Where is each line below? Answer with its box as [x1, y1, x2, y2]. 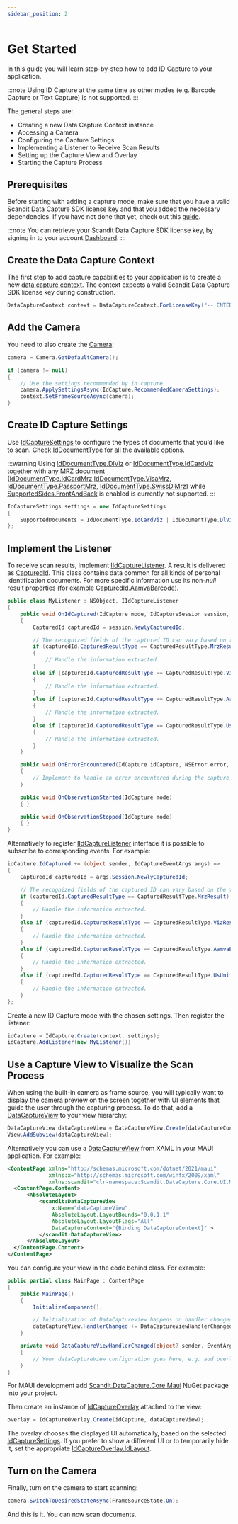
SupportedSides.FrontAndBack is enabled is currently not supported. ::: [7, 489, 216, 498]
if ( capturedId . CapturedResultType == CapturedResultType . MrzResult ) [20, 893, 230, 900]
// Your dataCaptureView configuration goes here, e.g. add [33, 1355, 214, 1363]
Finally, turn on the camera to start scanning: [7, 1484, 138, 1492]
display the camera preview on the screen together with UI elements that [7, 1096, 220, 1105]
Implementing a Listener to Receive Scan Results [17, 143, 161, 152]
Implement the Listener [7, 542, 112, 555]
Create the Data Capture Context [7, 254, 155, 266]
